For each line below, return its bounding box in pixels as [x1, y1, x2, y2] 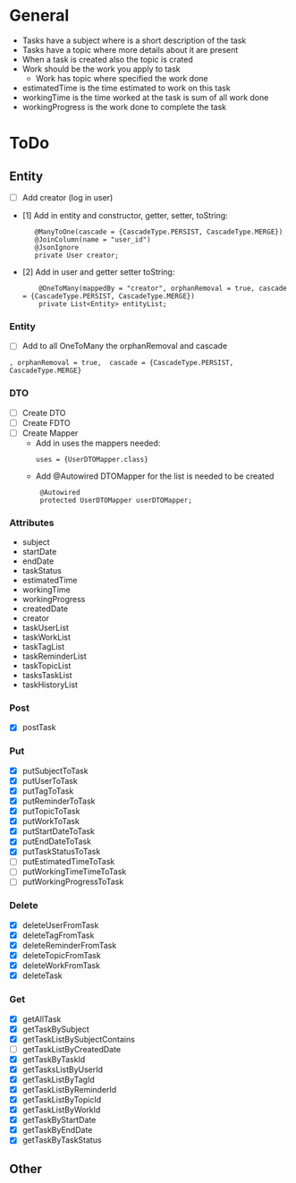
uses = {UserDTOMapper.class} [35, 455, 149, 464]
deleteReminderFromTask [21, 940, 117, 950]
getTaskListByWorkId [21, 1104, 101, 1115]
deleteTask [21, 970, 63, 981]
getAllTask [21, 1013, 62, 1025]
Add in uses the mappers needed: [35, 438, 161, 448]
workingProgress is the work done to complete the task [21, 101, 227, 112]
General [9, 5, 70, 26]
